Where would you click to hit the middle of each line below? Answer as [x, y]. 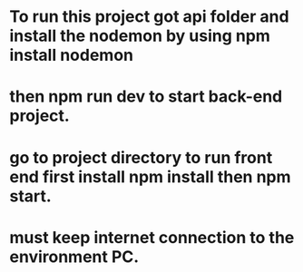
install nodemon [72, 55]
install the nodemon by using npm [140, 36]
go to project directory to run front [141, 157]
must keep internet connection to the [152, 237]
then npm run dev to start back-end [146, 97]
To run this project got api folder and [149, 17]
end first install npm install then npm [151, 176]
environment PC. [74, 257]
